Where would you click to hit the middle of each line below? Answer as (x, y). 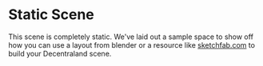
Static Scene (51, 15)
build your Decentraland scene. (60, 53)
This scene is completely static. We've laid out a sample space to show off (131, 37)
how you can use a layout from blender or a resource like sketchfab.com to (132, 45)
